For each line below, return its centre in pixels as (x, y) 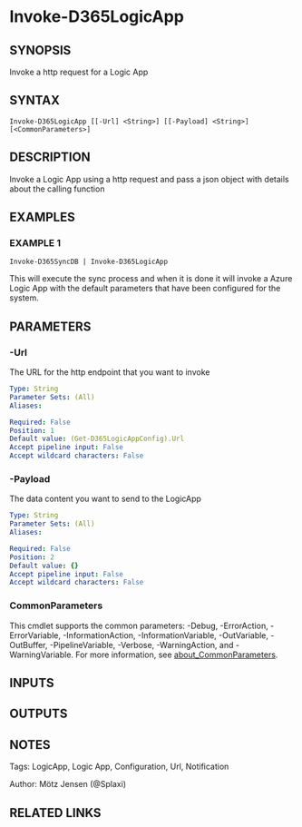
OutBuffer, (29, 645)
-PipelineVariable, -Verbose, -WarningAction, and (141, 645)
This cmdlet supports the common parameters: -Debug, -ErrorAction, (139, 625)
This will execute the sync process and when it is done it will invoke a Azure (151, 279)
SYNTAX (35, 100)
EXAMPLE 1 (35, 242)
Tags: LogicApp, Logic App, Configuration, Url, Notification (119, 767)
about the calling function (57, 189)
